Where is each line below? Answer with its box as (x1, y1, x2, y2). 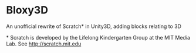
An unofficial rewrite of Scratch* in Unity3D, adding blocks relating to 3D (6, 23, 182, 30)
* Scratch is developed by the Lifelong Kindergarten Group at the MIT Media (6, 34, 191, 41)
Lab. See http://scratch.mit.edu (6, 40, 82, 47)
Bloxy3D (6, 3, 49, 17)
